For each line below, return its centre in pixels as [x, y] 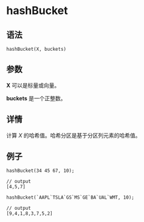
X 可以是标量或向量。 [33, 85]
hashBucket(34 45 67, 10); [40, 171]
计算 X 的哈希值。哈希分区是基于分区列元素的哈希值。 [74, 135]
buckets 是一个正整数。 [36, 98]
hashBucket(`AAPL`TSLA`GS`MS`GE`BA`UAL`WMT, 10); [70, 198]
